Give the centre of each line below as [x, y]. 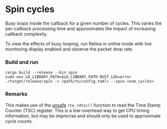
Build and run [22, 62]
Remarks [16, 94]
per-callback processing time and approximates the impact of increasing [80, 28]
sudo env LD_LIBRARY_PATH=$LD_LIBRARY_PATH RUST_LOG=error [68, 77]
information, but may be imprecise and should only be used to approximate [83, 116]
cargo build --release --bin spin [41, 73]
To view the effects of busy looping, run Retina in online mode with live [78, 43]
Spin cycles [30, 9]
